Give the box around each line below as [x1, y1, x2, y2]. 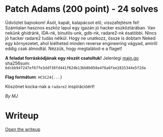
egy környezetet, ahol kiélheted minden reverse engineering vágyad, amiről [5, 40, 158, 46]
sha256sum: [5, 60, 30, 66]
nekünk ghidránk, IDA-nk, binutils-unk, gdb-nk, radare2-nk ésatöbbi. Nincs [5, 30, 157, 36]
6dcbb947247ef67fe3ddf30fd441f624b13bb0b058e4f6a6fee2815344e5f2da [5, 65, 146, 70]
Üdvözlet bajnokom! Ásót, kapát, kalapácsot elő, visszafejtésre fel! [5, 20, 139, 25]
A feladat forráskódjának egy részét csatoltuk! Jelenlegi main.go [5, 55, 139, 61]
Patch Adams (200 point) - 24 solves [5, 3, 159, 15]
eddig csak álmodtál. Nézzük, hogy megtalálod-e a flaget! [5, 46, 122, 51]
